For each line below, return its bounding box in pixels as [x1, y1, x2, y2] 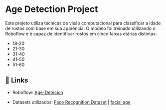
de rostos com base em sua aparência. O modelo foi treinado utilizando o [5, 25, 156, 31]
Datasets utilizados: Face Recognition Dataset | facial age [12, 99, 131, 105]
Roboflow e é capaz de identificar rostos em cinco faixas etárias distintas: [5, 30, 157, 36]
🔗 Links [5, 76, 28, 84]
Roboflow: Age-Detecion [12, 89, 63, 95]
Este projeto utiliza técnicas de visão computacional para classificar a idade [5, 20, 161, 26]
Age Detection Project [5, 3, 98, 15]
